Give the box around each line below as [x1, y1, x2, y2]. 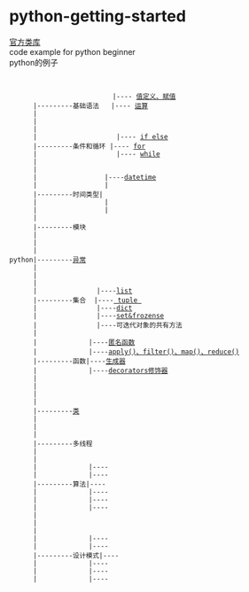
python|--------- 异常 [9, 255, 87, 264]
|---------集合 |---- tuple [32, 295, 138, 305]
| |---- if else [32, 132, 168, 141]
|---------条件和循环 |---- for [32, 142, 146, 151]
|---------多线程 [32, 439, 93, 448]
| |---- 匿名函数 [32, 338, 136, 347]
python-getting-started [9, 6, 186, 27]
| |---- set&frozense [32, 311, 165, 320]
